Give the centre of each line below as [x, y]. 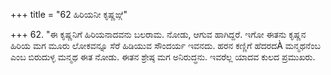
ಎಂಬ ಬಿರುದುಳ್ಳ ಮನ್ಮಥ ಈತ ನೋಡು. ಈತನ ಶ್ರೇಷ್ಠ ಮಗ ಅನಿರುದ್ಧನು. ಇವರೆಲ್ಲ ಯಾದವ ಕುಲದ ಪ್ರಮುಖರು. [163, 57]
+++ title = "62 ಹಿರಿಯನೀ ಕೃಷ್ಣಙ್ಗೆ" [69, 14]
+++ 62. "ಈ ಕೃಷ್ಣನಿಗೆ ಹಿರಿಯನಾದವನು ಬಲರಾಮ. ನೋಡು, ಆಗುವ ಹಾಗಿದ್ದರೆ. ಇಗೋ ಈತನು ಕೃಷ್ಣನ [158, 34]
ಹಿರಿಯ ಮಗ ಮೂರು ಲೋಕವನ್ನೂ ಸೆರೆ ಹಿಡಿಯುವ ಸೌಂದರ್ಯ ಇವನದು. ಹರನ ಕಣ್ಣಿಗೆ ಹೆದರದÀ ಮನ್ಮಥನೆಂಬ [165, 45]
